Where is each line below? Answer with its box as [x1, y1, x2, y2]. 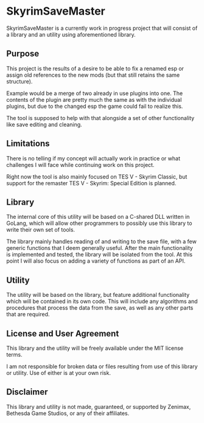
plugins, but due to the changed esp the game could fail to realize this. [6, 102, 183, 110]
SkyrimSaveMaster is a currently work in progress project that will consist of [6, 24, 198, 32]
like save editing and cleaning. [6, 121, 82, 128]
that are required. [6, 311, 50, 318]
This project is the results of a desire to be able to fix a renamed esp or [6, 65, 185, 72]
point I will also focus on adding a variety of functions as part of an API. [6, 257, 186, 265]
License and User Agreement [6, 328, 119, 339]
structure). [6, 77, 33, 85]
